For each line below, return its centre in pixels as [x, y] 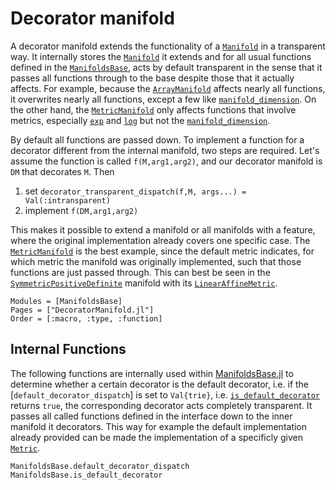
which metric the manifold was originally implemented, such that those [156, 261]
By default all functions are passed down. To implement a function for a [157, 139]
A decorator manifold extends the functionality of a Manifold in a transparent [168, 46]
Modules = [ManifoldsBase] [66, 301]
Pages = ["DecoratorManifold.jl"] [82, 310]
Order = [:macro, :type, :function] [86, 318]
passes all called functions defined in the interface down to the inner [151, 416]
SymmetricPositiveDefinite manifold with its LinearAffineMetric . [144, 283]
